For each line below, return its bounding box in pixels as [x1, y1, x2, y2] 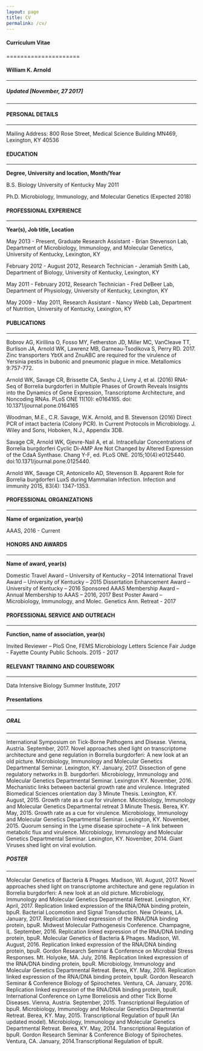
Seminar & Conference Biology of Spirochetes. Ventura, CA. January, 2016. [6, 979, 193, 987]
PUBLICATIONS [6, 319, 46, 326]
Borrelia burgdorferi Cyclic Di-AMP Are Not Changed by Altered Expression [6, 444, 194, 452]
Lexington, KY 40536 [6, 136, 59, 143]
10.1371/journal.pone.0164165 [6, 402, 79, 409]
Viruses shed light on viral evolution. [6, 841, 97, 848]
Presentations [6, 695, 43, 703]
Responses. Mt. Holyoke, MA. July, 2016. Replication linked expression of [6, 953, 188, 961]
